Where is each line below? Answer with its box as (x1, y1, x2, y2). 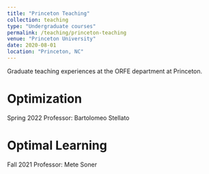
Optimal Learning (7, 138, 107, 153)
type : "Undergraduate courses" (7, 23, 96, 29)
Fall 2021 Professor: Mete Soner (7, 160, 98, 169)
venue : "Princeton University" (7, 36, 96, 42)
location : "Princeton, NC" (7, 49, 84, 55)
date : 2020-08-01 (7, 42, 57, 49)
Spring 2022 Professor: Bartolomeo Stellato (7, 114, 130, 122)
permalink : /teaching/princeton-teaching (7, 29, 127, 36)
